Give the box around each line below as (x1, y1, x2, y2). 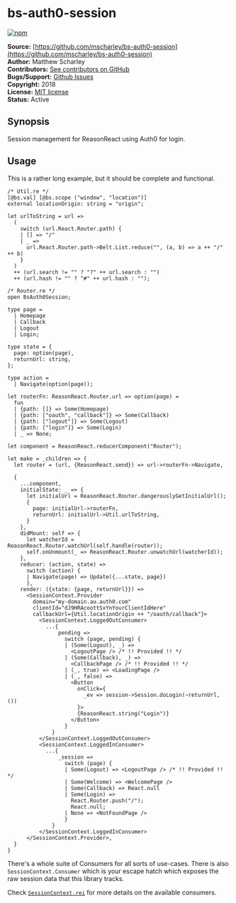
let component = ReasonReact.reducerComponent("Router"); (7, 443, 182, 450)
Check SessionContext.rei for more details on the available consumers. (7, 888, 217, 897)
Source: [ (7, 42, 35, 50)
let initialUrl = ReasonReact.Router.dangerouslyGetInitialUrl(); (26, 492, 227, 499)
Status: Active (7, 94, 50, 104)
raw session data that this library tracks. (7, 874, 125, 882)
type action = (7, 374, 50, 382)
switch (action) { (26, 567, 81, 574)
